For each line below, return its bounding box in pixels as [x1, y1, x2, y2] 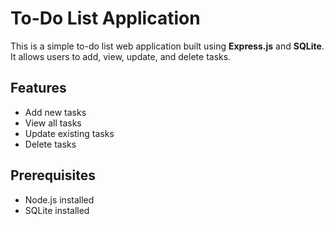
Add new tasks [24, 106, 87, 118]
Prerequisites [10, 167, 96, 184]
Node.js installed [24, 193, 95, 206]
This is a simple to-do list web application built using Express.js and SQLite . [10, 40, 325, 52]
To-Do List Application [10, 7, 201, 30]
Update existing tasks [24, 127, 115, 139]
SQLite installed [24, 204, 90, 216]
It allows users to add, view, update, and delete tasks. [10, 50, 232, 62]
